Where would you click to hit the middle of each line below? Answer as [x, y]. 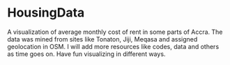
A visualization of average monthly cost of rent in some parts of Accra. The [115, 32]
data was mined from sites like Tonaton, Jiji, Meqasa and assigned [102, 39]
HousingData [46, 13]
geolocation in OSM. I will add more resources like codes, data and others [113, 46]
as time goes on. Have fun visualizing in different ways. [86, 54]
